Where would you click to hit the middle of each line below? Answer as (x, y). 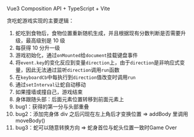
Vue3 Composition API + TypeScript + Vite (58, 9)
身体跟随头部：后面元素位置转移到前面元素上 (70, 99)
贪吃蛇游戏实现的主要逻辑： (40, 21)
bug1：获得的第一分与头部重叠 (52, 106)
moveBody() (30, 121)
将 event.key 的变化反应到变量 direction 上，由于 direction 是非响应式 (98, 62)
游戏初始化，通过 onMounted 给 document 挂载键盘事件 (76, 55)
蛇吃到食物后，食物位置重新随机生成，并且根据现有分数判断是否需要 (98, 33)
